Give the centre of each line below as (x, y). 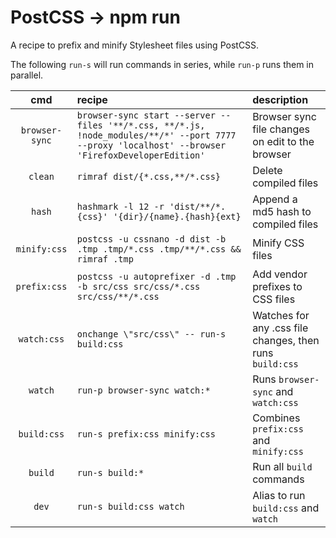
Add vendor (280, 274)
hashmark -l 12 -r (120, 206)
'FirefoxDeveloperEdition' (141, 155)
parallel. (27, 75)
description (280, 99)
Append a (275, 199)
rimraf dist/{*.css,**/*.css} (148, 176)
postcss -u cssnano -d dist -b (151, 239)
